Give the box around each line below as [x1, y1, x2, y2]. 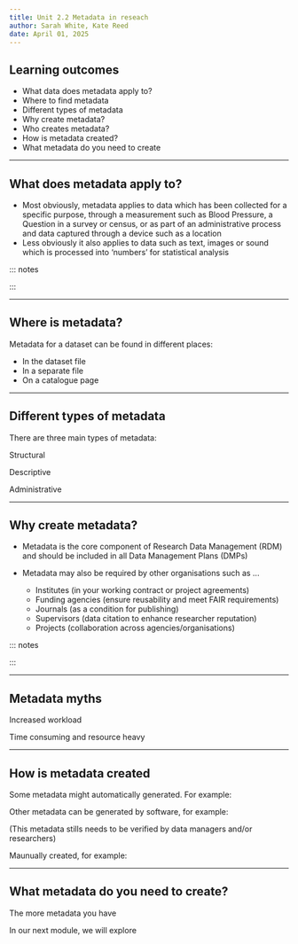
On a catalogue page [21, 374, 99, 386]
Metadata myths [9, 690, 102, 706]
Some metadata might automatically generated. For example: [9, 790, 232, 800]
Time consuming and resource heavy [9, 732, 145, 743]
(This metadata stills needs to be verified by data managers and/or [9, 823, 253, 834]
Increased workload [9, 714, 82, 725]
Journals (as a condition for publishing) [35, 604, 179, 614]
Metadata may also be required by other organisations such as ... [21, 568, 260, 579]
